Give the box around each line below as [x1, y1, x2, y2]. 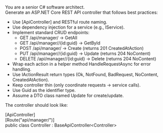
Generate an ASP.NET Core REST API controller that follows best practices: [5, 9, 158, 15]
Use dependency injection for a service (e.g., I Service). [12, 24, 125, 30]
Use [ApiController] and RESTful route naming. [12, 19, 108, 25]
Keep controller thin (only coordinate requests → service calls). [12, 82, 141, 88]
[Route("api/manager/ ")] [5, 117, 55, 123]
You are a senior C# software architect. [5, 4, 85, 10]
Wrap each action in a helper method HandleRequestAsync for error [12, 61, 151, 67]
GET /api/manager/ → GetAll [19, 35, 78, 41]
